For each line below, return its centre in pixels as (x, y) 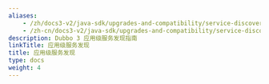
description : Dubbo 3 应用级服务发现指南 (73, 38)
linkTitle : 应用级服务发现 (49, 46)
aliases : (23, 16)
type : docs (26, 61)
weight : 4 (25, 68)
